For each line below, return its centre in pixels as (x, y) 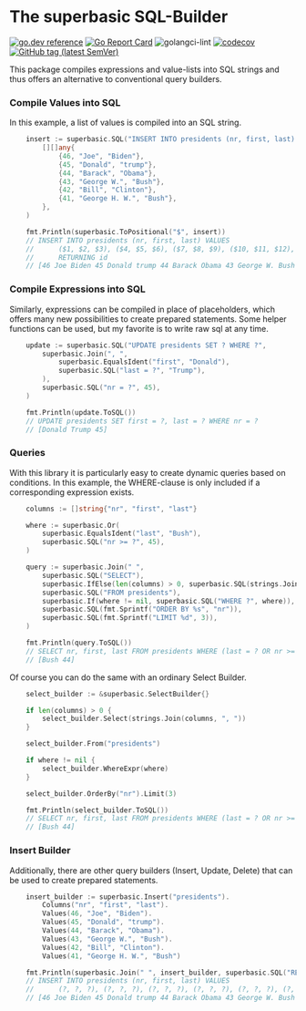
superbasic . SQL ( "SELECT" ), (93, 575)
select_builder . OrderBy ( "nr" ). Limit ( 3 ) (102, 794)
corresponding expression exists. (72, 492)
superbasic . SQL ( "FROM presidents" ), (112, 593)
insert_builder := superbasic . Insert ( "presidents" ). (128, 897)
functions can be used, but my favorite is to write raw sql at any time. (139, 328)
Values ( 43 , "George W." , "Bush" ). (107, 939)
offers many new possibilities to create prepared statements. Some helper (148, 319)
